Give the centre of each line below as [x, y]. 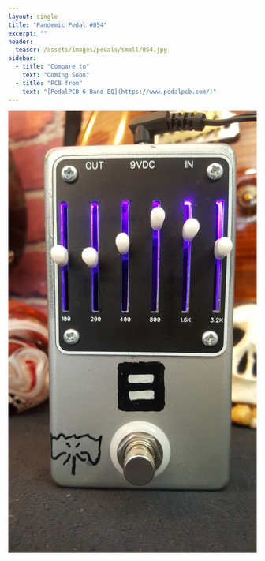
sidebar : [22, 58]
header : [21, 42]
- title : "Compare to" [52, 67]
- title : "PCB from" [49, 83]
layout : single [33, 17]
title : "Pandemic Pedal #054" [58, 25]
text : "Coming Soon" [56, 75]
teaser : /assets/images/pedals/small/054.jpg [91, 50]
